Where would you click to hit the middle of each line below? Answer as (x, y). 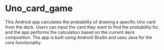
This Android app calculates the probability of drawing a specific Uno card (80, 22)
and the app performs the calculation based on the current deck (70, 32)
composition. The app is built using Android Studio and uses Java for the (79, 37)
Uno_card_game (39, 8)
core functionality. (23, 42)
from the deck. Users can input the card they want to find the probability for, (82, 27)
